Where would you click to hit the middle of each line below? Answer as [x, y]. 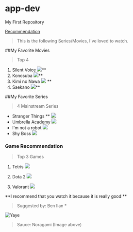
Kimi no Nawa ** [32, 81]
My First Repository [25, 22]
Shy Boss [21, 133]
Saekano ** [26, 87]
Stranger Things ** [31, 116]
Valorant [20, 187]
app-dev [23, 9]
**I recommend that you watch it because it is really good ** [66, 196]
